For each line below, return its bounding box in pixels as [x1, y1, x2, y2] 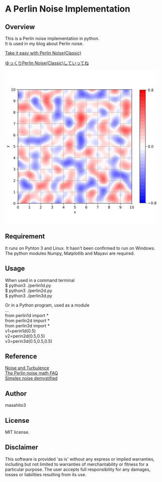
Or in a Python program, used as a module [5, 302, 90, 308]
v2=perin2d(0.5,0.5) [5, 333, 45, 339]
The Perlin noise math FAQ [5, 370, 58, 376]
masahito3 [5, 402, 26, 408]
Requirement [5, 232, 45, 241]
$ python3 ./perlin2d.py [5, 288, 52, 293]
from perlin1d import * [5, 312, 49, 318]
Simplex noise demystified [5, 375, 58, 381]
